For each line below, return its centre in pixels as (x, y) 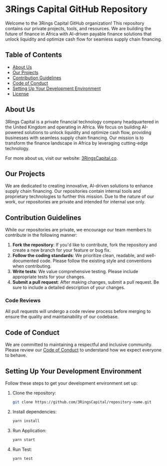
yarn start (24, 440)
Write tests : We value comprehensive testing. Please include (75, 272)
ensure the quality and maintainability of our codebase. (62, 317)
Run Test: (22, 449)
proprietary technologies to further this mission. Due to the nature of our (79, 196)
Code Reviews (23, 301)
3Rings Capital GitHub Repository (76, 9)
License (20, 93)
